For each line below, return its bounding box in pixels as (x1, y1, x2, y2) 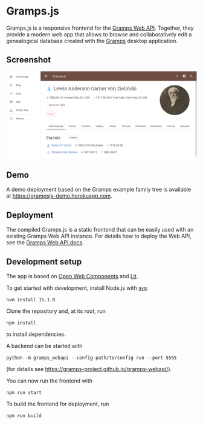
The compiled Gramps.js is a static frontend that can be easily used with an (6, 226, 194, 233)
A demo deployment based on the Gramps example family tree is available (6, 186, 192, 193)
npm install (6, 320, 36, 326)
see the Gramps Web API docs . (6, 239, 84, 246)
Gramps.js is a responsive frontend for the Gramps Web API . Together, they (6, 24, 194, 32)
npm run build (6, 413, 42, 419)
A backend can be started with (6, 343, 83, 350)
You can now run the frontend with (6, 377, 92, 384)
